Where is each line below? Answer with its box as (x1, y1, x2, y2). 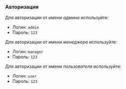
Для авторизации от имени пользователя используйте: (5, 63, 122, 70)
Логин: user (12, 73, 37, 79)
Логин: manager (12, 48, 43, 55)
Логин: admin (12, 24, 39, 30)
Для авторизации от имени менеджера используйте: (5, 39, 117, 45)
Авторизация (5, 3, 39, 10)
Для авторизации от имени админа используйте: (5, 15, 109, 21)
